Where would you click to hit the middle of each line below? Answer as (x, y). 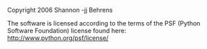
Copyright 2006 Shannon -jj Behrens (60, 10)
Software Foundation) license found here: (67, 31)
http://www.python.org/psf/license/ (58, 38)
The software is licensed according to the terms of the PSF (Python (104, 23)
